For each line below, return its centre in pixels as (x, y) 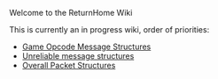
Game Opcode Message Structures (86, 47)
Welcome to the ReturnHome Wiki (71, 13)
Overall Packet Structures (69, 65)
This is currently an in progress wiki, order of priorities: (109, 29)
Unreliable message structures (78, 56)
